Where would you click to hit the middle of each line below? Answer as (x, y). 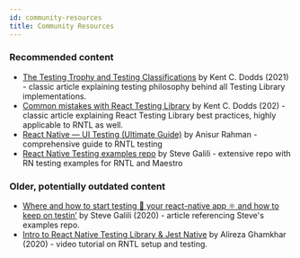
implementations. (54, 96)
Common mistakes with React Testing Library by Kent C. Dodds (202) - (154, 105)
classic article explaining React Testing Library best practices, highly (149, 115)
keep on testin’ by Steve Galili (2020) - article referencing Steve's (143, 216)
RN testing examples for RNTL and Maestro (102, 163)
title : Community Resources (62, 26)
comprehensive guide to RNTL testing (93, 144)
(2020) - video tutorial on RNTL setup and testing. (115, 245)
